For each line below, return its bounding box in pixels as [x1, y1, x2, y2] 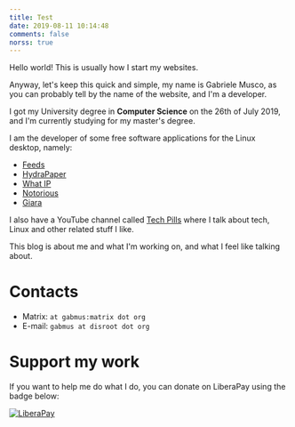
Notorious [21, 188, 60, 198]
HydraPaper [21, 169, 67, 180]
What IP [21, 179, 52, 189]
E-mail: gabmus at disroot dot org [21, 321, 150, 332]
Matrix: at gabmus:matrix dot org [21, 311, 147, 322]
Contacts [9, 282, 79, 302]
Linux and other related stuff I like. [9, 224, 135, 235]
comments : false [9, 29, 69, 38]
